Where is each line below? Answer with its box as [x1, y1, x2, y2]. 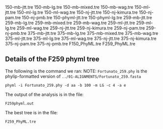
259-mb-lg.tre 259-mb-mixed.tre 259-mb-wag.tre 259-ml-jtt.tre [5, 20, 135, 26]
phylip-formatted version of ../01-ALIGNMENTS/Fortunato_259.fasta [5, 73, 141, 79]
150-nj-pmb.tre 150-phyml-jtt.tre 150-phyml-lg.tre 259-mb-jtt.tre [22, 15, 152, 20]
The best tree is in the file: [5, 109, 58, 115]
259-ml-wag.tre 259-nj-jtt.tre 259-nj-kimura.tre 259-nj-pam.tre [16, 25, 145, 31]
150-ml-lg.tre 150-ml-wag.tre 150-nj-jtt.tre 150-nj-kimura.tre [17, 9, 138, 15]
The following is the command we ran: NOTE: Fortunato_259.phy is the [5, 68, 147, 74]
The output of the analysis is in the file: [5, 91, 84, 97]
